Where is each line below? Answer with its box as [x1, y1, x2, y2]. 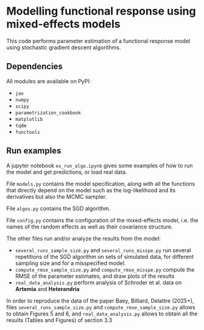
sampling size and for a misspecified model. [15, 260, 126, 267]
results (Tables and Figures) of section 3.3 [6, 316, 113, 323]
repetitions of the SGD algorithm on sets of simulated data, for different [15, 253, 194, 260]
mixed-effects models [6, 17, 121, 31]
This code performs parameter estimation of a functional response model [6, 37, 191, 44]
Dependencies [6, 61, 63, 72]
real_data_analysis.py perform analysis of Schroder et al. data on [15, 278, 182, 286]
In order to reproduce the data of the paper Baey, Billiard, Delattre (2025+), [6, 297, 194, 304]
